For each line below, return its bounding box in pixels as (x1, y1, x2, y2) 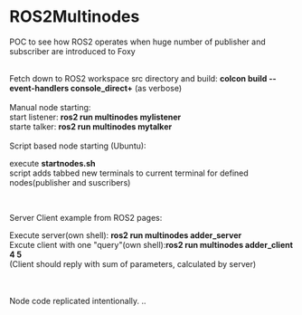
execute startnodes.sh (9, 157, 96, 168)
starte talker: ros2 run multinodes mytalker (9, 120, 173, 132)
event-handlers (9, 82, 70, 93)
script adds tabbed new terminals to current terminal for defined (9, 167, 249, 178)
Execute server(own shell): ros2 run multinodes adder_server (9, 229, 242, 241)
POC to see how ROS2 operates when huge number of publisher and (9, 36, 266, 47)
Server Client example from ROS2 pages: (9, 212, 163, 223)
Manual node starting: (9, 101, 91, 112)
